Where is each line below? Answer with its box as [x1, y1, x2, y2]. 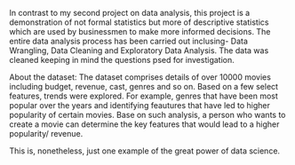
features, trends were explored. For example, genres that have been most [9, 90, 278, 101]
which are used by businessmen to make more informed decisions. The [9, 27, 271, 36]
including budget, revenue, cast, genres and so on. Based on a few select [9, 82, 278, 91]
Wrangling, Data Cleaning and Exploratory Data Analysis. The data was [9, 45, 269, 56]
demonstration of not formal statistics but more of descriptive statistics [9, 17, 269, 27]
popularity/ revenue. [9, 129, 84, 138]
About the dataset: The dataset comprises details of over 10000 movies [9, 72, 271, 82]
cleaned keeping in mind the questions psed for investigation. [9, 55, 235, 65]
